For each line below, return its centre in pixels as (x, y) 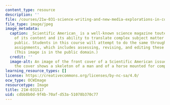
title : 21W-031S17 (25, 90)
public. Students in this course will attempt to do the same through (90, 43)
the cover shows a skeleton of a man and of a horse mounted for (85, 66)
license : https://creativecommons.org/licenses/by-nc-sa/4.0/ (72, 76)
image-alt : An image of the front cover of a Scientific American (81, 62)
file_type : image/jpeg (29, 24)
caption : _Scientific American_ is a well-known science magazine (81, 33)
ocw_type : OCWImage (26, 80)
